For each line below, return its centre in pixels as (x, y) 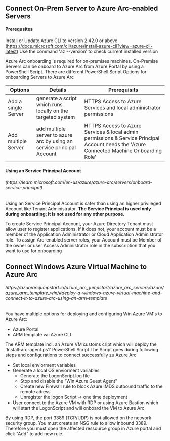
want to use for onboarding (34, 251)
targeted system (56, 117)
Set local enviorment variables (44, 365)
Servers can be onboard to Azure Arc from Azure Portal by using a (75, 66)
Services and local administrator (122, 107)
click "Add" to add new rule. (34, 434)
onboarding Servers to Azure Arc (40, 77)
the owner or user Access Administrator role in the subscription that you (80, 246)
